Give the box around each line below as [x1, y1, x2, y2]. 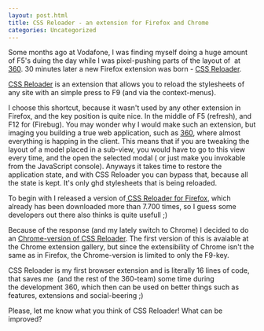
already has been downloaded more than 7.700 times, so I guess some [8, 202, 237, 211]
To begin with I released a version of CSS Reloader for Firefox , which [8, 193, 231, 203]
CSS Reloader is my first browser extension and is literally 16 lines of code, [8, 266, 250, 275]
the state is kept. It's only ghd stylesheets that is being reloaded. [8, 178, 218, 188]
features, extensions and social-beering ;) [8, 291, 144, 300]
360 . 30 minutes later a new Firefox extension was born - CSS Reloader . [8, 64, 242, 74]
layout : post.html [8, 11, 68, 20]
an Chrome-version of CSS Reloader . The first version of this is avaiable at [8, 234, 249, 244]
